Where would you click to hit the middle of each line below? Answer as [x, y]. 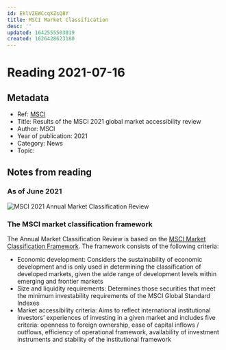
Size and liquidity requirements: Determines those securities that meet [116, 288]
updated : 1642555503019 [41, 32]
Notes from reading [50, 172]
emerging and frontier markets [60, 282]
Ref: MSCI [31, 114]
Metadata [28, 97]
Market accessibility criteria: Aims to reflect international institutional [114, 310]
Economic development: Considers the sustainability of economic [110, 260]
